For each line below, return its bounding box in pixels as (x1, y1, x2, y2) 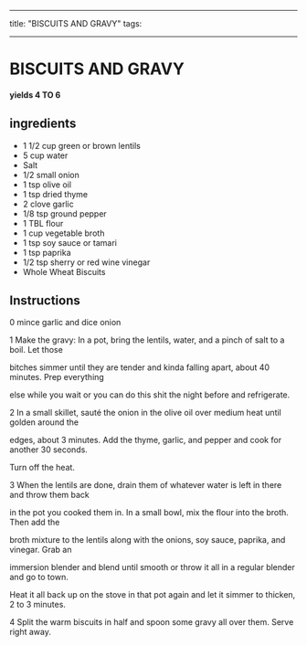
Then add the (9, 517, 60, 528)
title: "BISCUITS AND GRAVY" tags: (9, 18, 143, 28)
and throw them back (9, 490, 90, 501)
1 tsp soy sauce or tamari (22, 237, 117, 248)
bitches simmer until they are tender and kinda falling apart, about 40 (9, 362, 270, 373)
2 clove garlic (22, 198, 75, 209)
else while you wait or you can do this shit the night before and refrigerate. (9, 389, 291, 400)
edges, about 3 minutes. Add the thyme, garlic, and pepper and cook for (9, 435, 281, 446)
